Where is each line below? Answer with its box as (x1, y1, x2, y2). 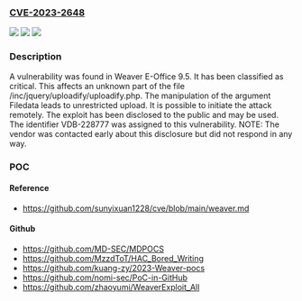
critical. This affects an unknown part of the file (9, 80, 185, 91)
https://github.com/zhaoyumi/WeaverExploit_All (22, 281, 200, 292)
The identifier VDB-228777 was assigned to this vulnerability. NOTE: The (9, 119, 279, 130)
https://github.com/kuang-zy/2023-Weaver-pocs (22, 262, 206, 273)
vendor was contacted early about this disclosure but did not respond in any (9, 128, 293, 139)
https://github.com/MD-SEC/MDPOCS (22, 243, 165, 254)
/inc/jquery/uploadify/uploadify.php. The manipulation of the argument (9, 90, 271, 101)
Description (9, 50, 62, 63)
